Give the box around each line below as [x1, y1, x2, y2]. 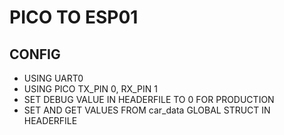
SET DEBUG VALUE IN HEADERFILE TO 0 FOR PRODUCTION [23, 94, 275, 105]
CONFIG [9, 46, 61, 63]
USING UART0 [23, 72, 84, 84]
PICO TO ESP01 [9, 6, 139, 29]
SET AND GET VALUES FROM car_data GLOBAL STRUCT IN [23, 104, 271, 116]
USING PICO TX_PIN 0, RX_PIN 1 [23, 83, 158, 95]
